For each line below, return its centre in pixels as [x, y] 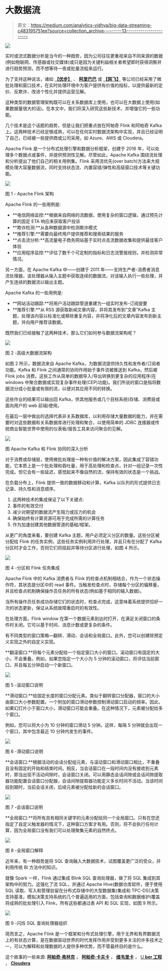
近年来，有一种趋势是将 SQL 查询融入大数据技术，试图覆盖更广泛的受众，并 [83, 861]
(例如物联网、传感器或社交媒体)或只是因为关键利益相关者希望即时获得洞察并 [83, 62]
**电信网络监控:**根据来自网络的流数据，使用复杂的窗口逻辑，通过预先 [85, 215]
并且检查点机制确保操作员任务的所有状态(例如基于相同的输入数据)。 [75, 591]
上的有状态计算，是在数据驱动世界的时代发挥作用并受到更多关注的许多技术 [82, 940]
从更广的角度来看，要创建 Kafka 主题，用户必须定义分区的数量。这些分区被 [82, 535]
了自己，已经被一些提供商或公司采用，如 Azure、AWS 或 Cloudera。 [76, 138]
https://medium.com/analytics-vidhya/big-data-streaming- [91, 25]
